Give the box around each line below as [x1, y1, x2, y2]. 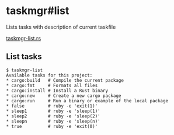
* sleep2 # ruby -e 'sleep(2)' [6, 113, 100, 119]
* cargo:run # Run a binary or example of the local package [6, 98, 168, 103]
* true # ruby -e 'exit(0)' [6, 123, 98, 129]
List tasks [6, 51, 42, 62]
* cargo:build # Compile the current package [6, 77, 124, 83]
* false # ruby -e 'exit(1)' [6, 103, 98, 109]
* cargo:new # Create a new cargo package [6, 92, 121, 99]
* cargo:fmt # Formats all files [6, 82, 98, 88]
